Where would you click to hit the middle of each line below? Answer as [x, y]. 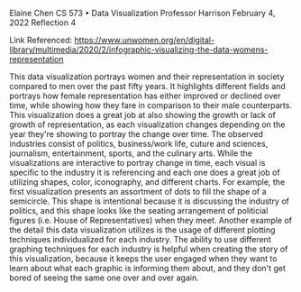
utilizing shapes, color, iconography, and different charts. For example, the [147, 182]
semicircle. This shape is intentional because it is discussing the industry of [150, 201]
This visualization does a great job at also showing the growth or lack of [143, 115]
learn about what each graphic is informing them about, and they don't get [148, 268]
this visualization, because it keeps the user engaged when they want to [143, 259]
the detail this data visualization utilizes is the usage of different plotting [142, 230]
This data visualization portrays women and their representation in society [147, 77]
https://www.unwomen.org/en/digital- [144, 40]
